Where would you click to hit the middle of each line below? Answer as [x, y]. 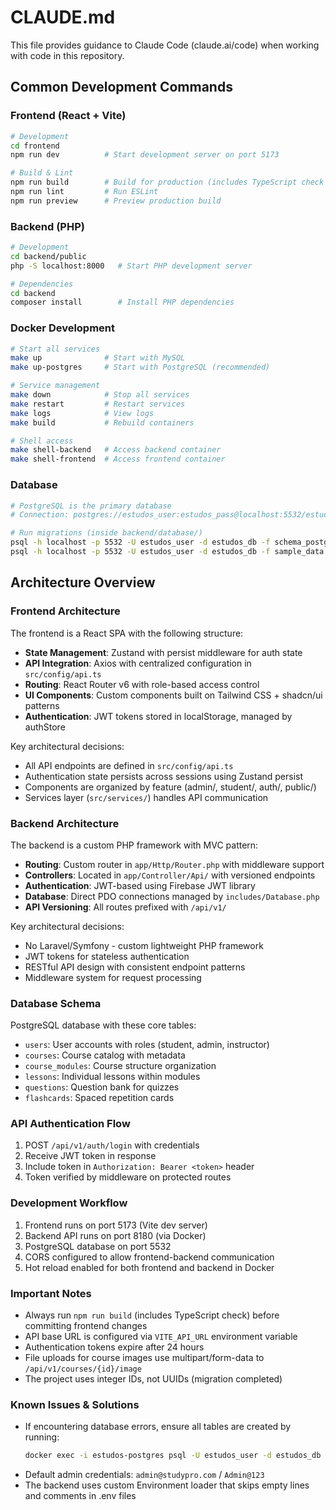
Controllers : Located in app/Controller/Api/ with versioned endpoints [170, 875]
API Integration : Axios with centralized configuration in [138, 663]
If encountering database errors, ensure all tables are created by [158, 1427]
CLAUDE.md [63, 17]
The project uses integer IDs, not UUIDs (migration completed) [153, 1379]
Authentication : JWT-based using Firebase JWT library [140, 885]
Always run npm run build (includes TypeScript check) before [152, 1315]
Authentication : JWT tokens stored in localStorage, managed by [158, 716]
